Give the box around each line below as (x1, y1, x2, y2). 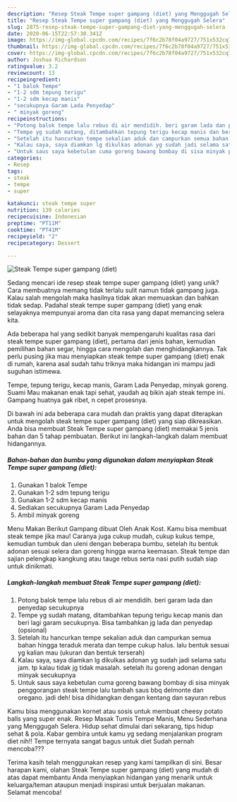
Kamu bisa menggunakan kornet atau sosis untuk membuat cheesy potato (7, 707, 224, 716)
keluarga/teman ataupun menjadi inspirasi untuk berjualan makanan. (7, 781, 206, 789)
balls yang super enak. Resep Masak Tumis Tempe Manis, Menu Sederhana (7, 715, 227, 723)
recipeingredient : (7, 75, 61, 83)
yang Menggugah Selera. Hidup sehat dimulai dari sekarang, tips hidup (7, 722, 214, 731)
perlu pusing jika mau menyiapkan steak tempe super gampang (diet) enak (7, 352, 225, 360)
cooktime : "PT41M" (7, 226, 61, 233)
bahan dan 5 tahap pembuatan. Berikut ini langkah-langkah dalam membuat (7, 432, 228, 441)
